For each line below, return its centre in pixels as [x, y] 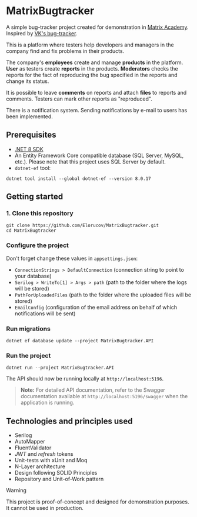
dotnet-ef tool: [33, 168]
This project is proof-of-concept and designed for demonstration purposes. [98, 502]
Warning [16, 491]
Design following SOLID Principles [56, 473]
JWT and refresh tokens [44, 454]
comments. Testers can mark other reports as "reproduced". [79, 99]
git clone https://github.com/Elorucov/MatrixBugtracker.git [83, 226]
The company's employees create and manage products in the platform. [95, 62]
